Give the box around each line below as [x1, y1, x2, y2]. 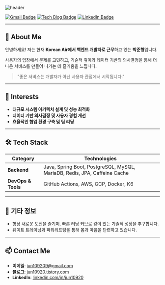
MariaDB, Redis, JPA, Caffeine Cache [43, 170, 129, 177]
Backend [7, 167, 28, 174]
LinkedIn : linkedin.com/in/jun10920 [12, 275, 84, 281]
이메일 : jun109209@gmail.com [12, 263, 73, 269]
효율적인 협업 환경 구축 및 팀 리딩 [12, 118, 75, 125]
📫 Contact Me [5, 247, 51, 255]
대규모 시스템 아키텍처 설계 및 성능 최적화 [12, 106, 90, 112]
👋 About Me [5, 33, 42, 41]
